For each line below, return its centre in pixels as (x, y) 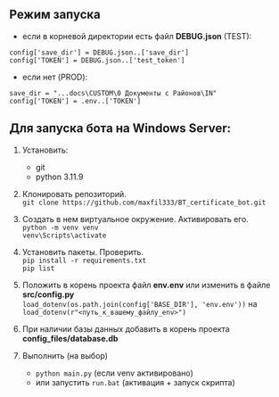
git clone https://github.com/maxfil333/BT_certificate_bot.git (144, 203)
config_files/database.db (70, 338)
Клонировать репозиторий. (74, 194)
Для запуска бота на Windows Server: (120, 128)
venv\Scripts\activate (64, 236)
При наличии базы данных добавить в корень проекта (126, 328)
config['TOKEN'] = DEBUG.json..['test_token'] (97, 60)
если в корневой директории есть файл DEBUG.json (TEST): (137, 36)
